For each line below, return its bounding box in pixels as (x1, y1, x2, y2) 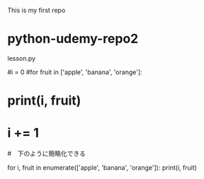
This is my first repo (7, 6, 66, 14)
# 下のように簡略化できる (7, 149, 86, 158)
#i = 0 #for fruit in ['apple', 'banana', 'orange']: (7, 67, 143, 76)
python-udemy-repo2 (7, 31, 139, 47)
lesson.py (7, 54, 36, 62)
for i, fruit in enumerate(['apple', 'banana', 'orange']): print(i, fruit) (7, 163, 197, 172)
